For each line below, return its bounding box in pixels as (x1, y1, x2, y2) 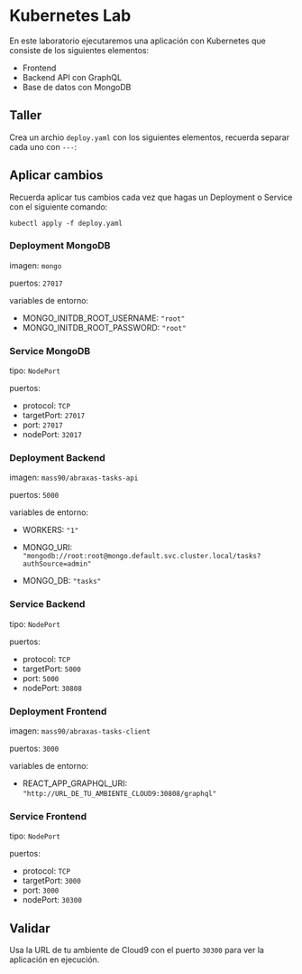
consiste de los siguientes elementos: (9, 44, 150, 55)
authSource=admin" (22, 559, 92, 569)
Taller (9, 108, 42, 123)
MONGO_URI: (22, 542, 73, 553)
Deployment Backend (9, 452, 105, 464)
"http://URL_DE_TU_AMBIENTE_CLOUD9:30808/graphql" (22, 790, 217, 799)
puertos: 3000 (9, 743, 59, 754)
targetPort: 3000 (22, 876, 81, 886)
